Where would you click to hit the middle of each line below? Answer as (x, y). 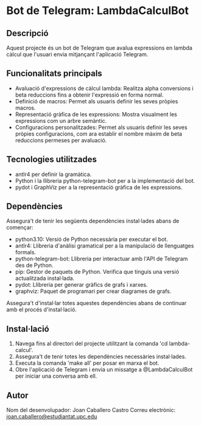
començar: (20, 227)
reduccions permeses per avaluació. (61, 140)
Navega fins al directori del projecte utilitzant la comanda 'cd (91, 343)
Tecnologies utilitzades (52, 160)
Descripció (27, 33)
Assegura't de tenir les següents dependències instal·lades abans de (93, 221)
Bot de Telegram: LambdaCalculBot (97, 11)
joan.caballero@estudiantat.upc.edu (52, 417)
